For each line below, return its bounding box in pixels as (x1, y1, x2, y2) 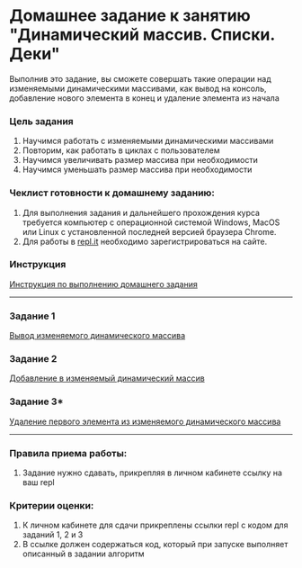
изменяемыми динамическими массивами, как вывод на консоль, (9, 83, 267, 94)
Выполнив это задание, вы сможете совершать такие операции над (9, 73, 271, 84)
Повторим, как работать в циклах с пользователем (22, 145, 220, 156)
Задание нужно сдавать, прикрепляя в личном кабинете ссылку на (22, 467, 283, 478)
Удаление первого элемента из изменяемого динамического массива (9, 416, 281, 427)
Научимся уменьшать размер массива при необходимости (22, 164, 253, 176)
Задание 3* (9, 395, 64, 408)
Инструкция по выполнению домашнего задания (9, 278, 198, 289)
